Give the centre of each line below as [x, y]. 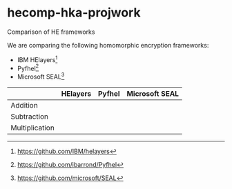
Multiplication [33, 128]
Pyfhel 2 [28, 68]
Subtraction [30, 117]
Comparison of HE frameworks [51, 32]
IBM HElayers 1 [37, 59]
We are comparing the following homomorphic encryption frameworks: [108, 45]
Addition [24, 105]
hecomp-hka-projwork [74, 13]
